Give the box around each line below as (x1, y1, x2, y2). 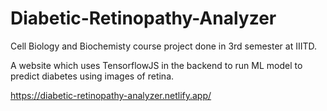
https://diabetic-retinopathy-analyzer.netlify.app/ (10, 89, 212, 101)
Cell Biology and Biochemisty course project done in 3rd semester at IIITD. (10, 40, 317, 52)
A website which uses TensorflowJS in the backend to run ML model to (10, 59, 303, 71)
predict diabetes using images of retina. (10, 70, 175, 82)
